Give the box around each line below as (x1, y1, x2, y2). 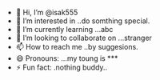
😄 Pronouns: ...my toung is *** (15, 54, 118, 63)
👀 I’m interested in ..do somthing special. (15, 16, 150, 26)
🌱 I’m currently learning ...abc (15, 25, 114, 34)
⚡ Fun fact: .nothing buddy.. (15, 62, 108, 72)
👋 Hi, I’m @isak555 (15, 8, 78, 17)
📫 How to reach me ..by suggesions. (15, 42, 138, 51)
